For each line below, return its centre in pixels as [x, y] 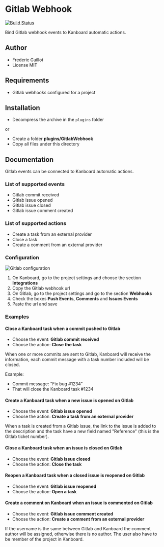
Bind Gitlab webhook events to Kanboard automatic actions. [66, 32]
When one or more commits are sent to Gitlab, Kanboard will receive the [78, 354]
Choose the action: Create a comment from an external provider [78, 519]
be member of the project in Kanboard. [44, 539]
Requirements [27, 81]
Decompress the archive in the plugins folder [58, 120]
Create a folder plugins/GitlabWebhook [53, 139]
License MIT [25, 65]
